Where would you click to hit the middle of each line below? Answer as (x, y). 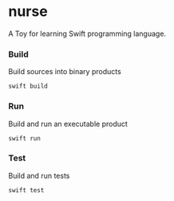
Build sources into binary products (65, 72)
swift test (26, 190)
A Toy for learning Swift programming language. (87, 33)
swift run (25, 138)
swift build (28, 86)
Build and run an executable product (68, 124)
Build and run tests (39, 175)
